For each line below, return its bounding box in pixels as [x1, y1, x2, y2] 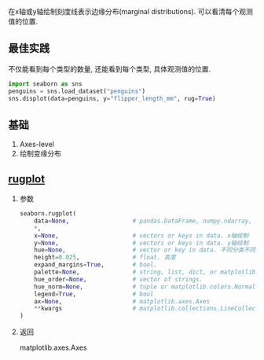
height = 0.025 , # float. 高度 [34, 254, 177, 262]
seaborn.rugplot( [19, 210, 77, 218]
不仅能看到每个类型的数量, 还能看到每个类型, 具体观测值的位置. [8, 64, 211, 73]
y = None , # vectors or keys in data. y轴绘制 [34, 239, 249, 247]
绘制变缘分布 [19, 149, 61, 159]
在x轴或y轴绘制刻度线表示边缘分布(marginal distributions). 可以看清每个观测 [8, 7, 253, 16]
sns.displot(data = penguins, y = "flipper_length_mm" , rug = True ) [8, 94, 216, 102]
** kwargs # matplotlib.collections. [34, 305, 221, 313]
